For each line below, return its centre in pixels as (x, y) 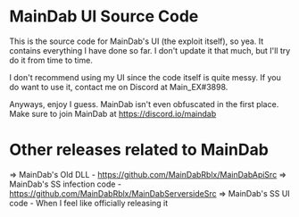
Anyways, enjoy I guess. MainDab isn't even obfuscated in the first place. (144, 104)
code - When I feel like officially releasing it (89, 203)
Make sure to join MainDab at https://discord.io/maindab (113, 113)
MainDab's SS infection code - (66, 184)
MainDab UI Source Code (104, 17)
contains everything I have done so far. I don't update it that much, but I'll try (150, 50)
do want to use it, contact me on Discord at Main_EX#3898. (119, 87)
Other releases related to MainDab (139, 150)
